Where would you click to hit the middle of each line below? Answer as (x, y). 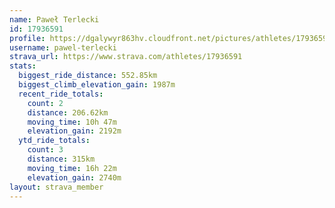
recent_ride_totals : (61, 94)
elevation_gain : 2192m (74, 131)
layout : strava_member (56, 187)
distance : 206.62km (68, 112)
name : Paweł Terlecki (54, 19)
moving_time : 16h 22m (72, 168)
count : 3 (45, 150)
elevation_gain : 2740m (74, 177)
